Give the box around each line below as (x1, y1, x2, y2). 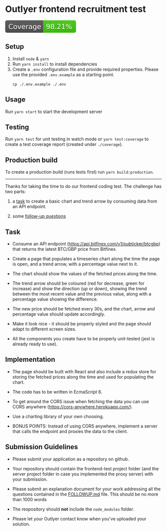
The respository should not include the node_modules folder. (12, 506, 134, 512)
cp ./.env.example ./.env (12, 82, 66, 87)
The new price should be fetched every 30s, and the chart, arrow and (12, 306, 155, 312)
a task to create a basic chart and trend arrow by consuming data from (12, 198, 158, 205)
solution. (12, 521, 30, 527)
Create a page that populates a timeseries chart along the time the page (12, 256, 160, 262)
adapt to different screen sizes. (12, 326, 77, 332)
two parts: (5, 189, 26, 195)
